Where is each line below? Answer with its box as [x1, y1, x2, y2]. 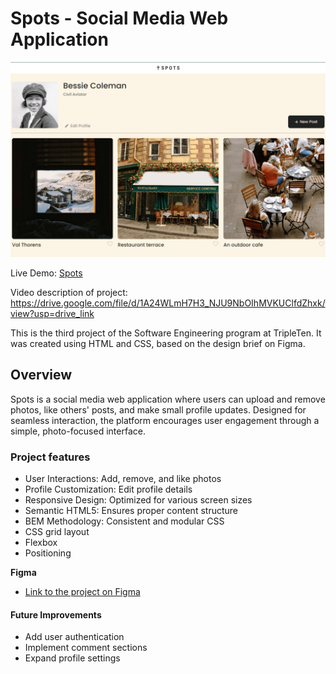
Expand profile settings [24, 652, 121, 664]
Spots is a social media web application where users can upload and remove [10, 393, 326, 405]
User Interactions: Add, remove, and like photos [24, 473, 222, 485]
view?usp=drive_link [10, 307, 95, 319]
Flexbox [24, 537, 58, 549]
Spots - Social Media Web [10, 7, 229, 30]
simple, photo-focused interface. [10, 425, 146, 437]
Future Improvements [10, 608, 102, 621]
